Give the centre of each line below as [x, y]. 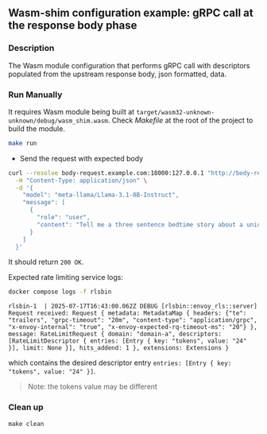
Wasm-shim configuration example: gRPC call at [131, 13]
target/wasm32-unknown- [176, 112]
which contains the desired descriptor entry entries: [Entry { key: [120, 363]
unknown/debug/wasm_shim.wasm [58, 121]
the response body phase [73, 26]
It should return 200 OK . [46, 262]
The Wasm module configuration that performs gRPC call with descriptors [129, 65]
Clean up [26, 407]
